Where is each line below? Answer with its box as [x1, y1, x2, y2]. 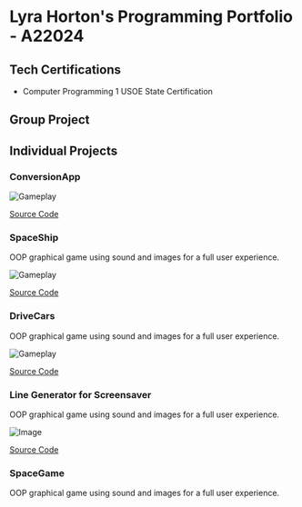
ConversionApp [9, 170, 81, 183]
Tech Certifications [9, 62, 121, 77]
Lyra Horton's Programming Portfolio [9, 6, 294, 27]
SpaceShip [9, 232, 59, 244]
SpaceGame [9, 466, 65, 479]
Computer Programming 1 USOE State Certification [22, 86, 214, 96]
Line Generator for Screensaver [9, 388, 152, 401]
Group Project [9, 112, 90, 128]
